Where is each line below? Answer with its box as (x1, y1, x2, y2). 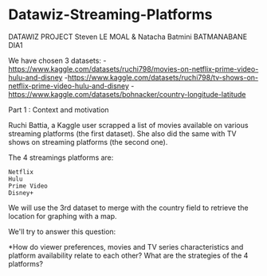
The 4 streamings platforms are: (8, 153, 114, 162)
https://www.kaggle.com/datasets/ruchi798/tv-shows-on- (67, 72, 259, 82)
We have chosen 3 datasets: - (8, 56, 107, 65)
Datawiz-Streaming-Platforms (8, 6, 213, 24)
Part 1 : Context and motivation (8, 105, 109, 115)
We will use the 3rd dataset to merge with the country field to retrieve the (8, 203, 249, 212)
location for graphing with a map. (8, 211, 117, 220)
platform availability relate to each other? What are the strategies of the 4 (8, 251, 249, 260)
